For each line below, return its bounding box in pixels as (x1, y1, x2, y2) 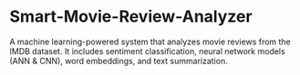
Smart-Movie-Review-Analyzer (9, 6, 253, 27)
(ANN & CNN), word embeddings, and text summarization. (9, 55, 228, 66)
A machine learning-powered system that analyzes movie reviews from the (9, 36, 292, 47)
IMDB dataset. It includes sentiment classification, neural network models (9, 45, 285, 56)
